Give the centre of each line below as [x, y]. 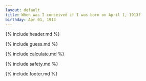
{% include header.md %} [33, 34]
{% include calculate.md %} [35, 54]
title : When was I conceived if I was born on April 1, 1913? [73, 15]
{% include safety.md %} [32, 64]
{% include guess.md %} [32, 44]
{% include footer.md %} [32, 74]
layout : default [23, 10]
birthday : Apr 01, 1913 [31, 19]
